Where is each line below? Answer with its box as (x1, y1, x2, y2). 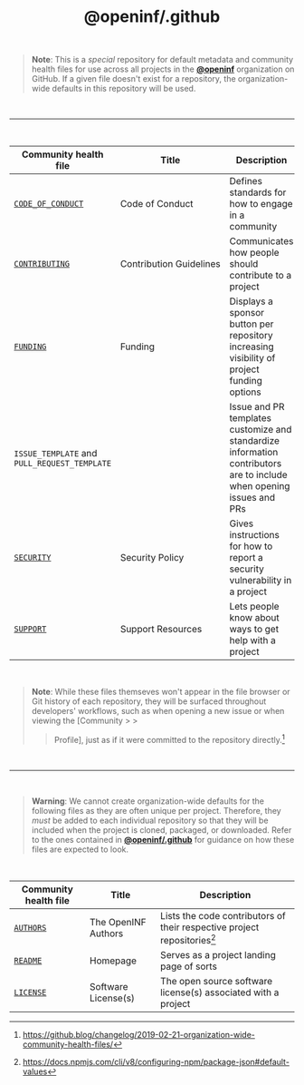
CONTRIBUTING (14, 259, 71, 269)
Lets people (229, 600, 280, 612)
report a (229, 551, 264, 563)
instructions (229, 528, 280, 541)
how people (229, 246, 280, 259)
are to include (229, 468, 288, 481)
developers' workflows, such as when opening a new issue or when (31, 705, 285, 716)
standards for (229, 186, 287, 199)
